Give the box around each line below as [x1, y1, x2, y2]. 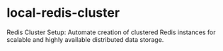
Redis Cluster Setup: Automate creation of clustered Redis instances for [6, 28, 217, 36]
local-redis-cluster [6, 5, 120, 21]
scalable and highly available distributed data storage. [6, 35, 164, 43]
